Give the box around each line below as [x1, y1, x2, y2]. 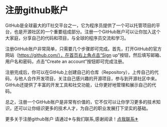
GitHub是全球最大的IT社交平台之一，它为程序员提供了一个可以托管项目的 [5, 22, 156, 28]
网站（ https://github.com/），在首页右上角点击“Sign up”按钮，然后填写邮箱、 [5, 52, 164, 58]
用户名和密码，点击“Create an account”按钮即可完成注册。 [5, 58, 127, 64]
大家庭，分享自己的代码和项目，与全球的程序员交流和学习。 [5, 35, 129, 41]
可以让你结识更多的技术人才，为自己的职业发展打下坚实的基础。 [18, 105, 151, 111]
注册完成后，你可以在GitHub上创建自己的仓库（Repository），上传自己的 [5, 69, 154, 75]
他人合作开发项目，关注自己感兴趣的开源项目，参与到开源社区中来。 [18, 75, 159, 81]
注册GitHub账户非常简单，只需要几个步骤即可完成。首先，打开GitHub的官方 [5, 46, 162, 52]
